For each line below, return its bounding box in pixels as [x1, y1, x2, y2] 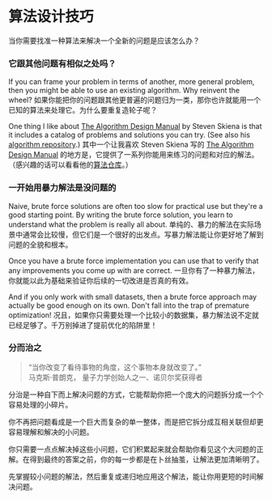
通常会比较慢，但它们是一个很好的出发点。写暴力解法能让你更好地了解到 [22, 229, 264, 239]
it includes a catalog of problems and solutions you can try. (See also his [8, 130, 251, 140]
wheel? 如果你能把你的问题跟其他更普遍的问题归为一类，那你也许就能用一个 [8, 95, 261, 105]
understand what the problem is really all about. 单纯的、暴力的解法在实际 [8, 220, 255, 229]
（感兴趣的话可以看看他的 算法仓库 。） [8, 160, 133, 170]
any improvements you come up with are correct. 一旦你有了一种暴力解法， [8, 265, 260, 275]
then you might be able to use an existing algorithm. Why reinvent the [8, 86, 240, 96]
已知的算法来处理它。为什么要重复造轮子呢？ [8, 105, 158, 115]
